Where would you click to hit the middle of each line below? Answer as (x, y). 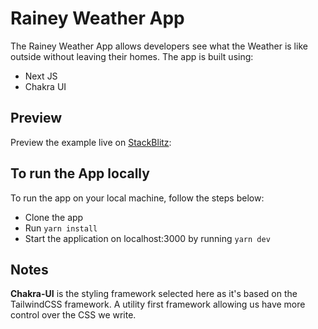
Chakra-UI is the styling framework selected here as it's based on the (154, 294)
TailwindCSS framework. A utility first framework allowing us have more (158, 304)
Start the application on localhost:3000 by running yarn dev (147, 238)
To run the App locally (80, 173)
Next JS (41, 76)
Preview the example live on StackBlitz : (91, 142)
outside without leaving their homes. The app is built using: (132, 56)
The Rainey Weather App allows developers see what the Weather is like (159, 46)
